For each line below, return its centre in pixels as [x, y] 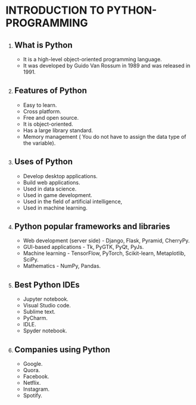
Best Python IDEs [47, 284]
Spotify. [32, 395]
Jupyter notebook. [46, 299]
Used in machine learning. [55, 208]
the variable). [39, 143]
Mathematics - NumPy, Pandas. [62, 266]
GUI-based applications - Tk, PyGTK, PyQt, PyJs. [83, 247]
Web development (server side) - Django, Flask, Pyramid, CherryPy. [106, 241]
